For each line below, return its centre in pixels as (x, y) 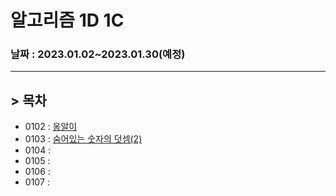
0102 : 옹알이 (51, 127)
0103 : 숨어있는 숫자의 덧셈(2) (83, 139)
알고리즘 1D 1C (67, 20)
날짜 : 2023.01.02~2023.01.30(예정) (98, 54)
